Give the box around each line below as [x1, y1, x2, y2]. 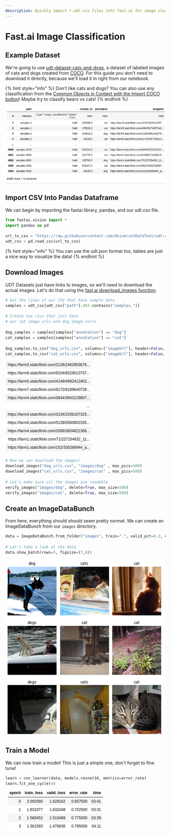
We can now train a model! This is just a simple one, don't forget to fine [5, 760, 155, 766]
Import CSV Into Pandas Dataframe [5, 193, 119, 202]
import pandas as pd [5, 223, 49, 228]
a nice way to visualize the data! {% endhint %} [5, 253, 105, 260]
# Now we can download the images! [5, 458, 81, 463]
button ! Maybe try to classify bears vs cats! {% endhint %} [5, 96, 128, 102]
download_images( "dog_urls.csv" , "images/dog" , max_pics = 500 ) [5, 464, 142, 469]
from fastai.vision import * [5, 217, 67, 222]
